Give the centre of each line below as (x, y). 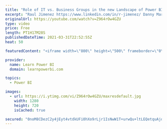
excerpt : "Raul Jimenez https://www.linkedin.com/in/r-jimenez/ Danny (80, 14)
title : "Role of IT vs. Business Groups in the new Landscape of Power (81, 10)
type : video (17, 24)
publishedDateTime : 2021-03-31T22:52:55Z (49, 38)
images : (13, 92)
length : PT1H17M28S (25, 33)
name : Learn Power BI (32, 64)
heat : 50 (14, 42)
